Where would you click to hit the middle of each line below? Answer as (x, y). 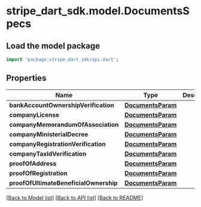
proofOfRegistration (38, 173)
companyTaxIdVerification (48, 154)
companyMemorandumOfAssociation (64, 124)
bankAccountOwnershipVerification (62, 105)
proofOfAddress (33, 163)
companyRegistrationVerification (57, 144)
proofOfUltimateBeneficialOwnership (63, 182)
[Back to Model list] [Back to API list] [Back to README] (75, 197)
